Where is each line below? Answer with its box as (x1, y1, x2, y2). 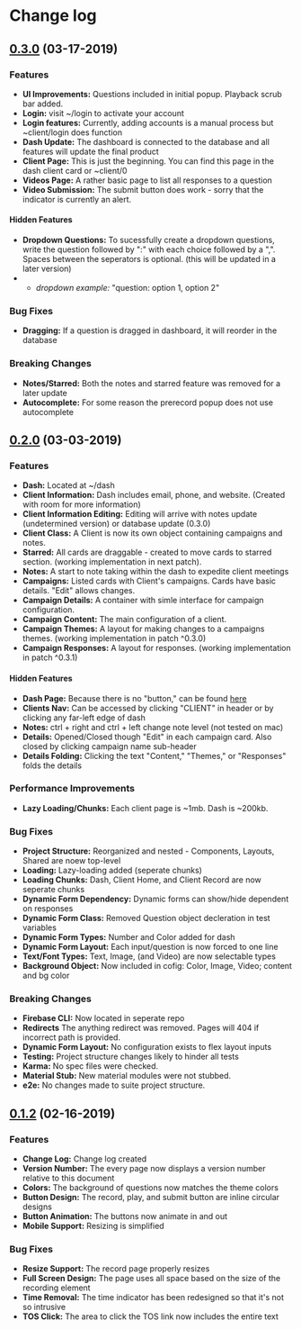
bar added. (22, 98, 64, 109)
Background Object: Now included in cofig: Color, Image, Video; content (22, 961, 292, 972)
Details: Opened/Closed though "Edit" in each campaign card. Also (22, 731, 272, 742)
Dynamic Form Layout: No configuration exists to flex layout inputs (22, 1042, 272, 1053)
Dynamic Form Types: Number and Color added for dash (22, 932, 235, 943)
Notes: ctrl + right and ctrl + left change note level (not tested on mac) (22, 721, 284, 732)
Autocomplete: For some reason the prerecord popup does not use (22, 397, 274, 408)
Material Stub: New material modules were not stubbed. (22, 1071, 232, 1081)
